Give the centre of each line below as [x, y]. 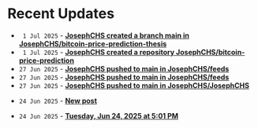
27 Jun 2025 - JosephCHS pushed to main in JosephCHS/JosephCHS [134, 85]
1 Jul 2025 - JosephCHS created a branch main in [106, 35]
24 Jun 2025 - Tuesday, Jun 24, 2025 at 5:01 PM [99, 115]
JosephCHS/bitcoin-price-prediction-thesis [93, 43]
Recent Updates [61, 14]
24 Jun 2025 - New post [58, 101]
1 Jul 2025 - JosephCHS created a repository [99, 52]
